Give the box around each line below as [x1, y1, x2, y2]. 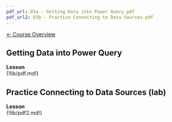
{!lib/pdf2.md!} [6, 110, 43, 117]
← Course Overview [6, 30, 56, 37]
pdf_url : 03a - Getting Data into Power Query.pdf [6, 8, 135, 15]
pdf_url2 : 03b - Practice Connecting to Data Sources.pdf [6, 14, 153, 20]
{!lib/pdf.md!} [6, 70, 39, 77]
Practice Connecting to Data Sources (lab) [6, 87, 166, 97]
